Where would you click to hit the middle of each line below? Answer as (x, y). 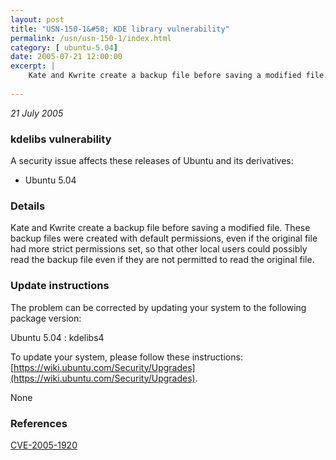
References (39, 423)
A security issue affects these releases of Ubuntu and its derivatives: (152, 161)
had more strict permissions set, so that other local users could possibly (159, 249)
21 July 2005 (37, 113)
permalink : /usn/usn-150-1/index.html (91, 38)
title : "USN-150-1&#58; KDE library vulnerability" (120, 29)
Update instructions (60, 286)
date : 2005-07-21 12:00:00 (66, 57)
